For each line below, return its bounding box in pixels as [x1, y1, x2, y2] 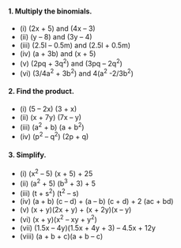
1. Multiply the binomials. [8, 6, 92, 16]
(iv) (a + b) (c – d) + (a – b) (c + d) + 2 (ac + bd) [19, 197, 174, 206]
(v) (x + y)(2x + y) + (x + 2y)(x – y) [19, 205, 132, 215]
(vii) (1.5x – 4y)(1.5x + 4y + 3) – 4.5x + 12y [19, 223, 156, 232]
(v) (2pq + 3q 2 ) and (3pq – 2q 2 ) [19, 58, 123, 68]
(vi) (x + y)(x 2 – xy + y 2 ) [19, 213, 97, 224]
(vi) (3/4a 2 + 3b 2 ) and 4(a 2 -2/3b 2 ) [19, 67, 134, 78]
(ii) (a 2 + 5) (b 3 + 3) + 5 [19, 177, 96, 188]
